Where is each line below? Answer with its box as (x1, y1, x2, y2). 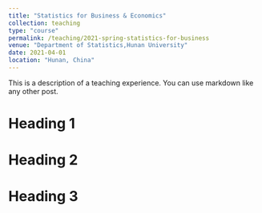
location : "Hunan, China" (8, 57, 95, 65)
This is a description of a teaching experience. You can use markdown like (8, 77, 254, 88)
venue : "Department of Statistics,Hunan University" (8, 41, 188, 49)
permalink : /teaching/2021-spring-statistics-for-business (8, 34, 210, 42)
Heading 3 (8, 187, 79, 206)
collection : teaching (8, 19, 81, 27)
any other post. (8, 86, 58, 96)
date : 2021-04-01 (8, 49, 67, 57)
